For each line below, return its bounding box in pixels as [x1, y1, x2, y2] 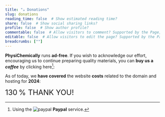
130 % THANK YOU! [5, 88, 74, 97]
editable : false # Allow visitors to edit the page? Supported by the [5, 35, 155, 40]
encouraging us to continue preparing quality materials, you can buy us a [5, 57, 154, 64]
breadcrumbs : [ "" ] [5, 39, 43, 44]
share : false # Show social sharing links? [5, 21, 98, 26]
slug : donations [5, 12, 38, 17]
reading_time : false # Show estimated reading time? [5, 16, 118, 21]
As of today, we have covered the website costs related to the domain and [5, 73, 157, 79]
